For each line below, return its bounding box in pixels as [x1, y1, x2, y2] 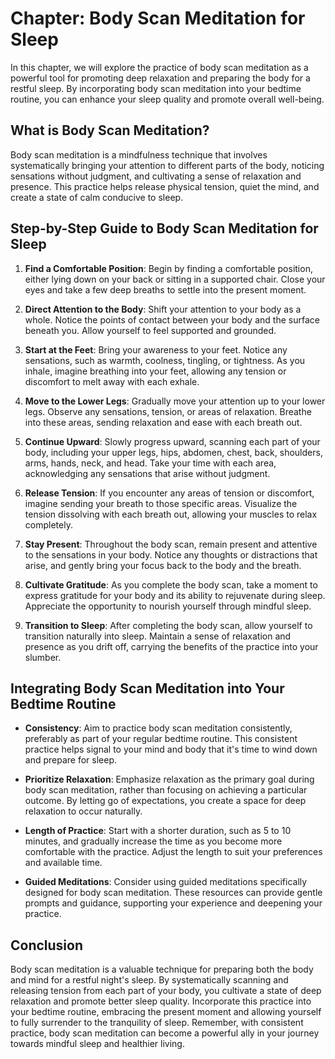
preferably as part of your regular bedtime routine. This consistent [24, 733, 298, 745]
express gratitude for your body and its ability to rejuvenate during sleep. [24, 589, 326, 601]
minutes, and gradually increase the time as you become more [24, 835, 283, 847]
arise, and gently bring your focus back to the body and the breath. [24, 559, 302, 571]
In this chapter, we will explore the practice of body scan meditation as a [10, 61, 309, 73]
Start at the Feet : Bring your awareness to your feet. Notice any [24, 343, 288, 356]
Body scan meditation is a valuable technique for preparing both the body [10, 963, 314, 976]
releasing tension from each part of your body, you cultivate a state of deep [10, 985, 322, 997]
